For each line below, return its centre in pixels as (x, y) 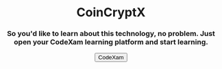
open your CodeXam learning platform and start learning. (111, 42)
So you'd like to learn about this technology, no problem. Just (111, 34)
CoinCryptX (111, 13)
